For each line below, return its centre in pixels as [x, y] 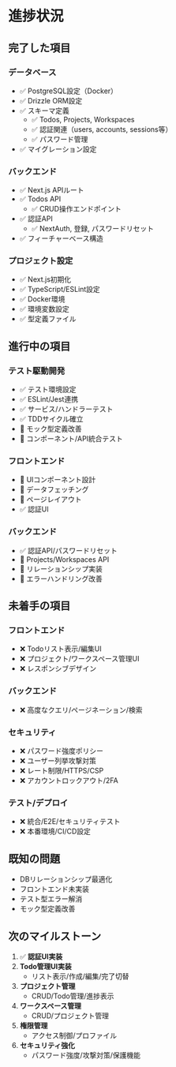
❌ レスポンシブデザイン [58, 668]
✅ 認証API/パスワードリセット [68, 550]
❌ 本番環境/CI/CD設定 [55, 831]
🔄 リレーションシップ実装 [61, 568]
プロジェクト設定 [41, 261]
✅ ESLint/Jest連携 [49, 399]
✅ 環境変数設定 [44, 309]
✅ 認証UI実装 [41, 957]
